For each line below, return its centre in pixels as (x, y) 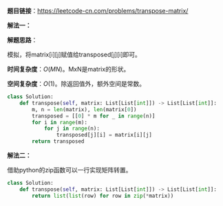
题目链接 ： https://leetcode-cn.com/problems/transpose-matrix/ (98, 11)
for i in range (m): (60, 122)
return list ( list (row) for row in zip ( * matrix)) (103, 196)
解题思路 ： (22, 40)
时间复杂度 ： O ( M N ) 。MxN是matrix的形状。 (68, 69)
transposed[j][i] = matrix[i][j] (104, 135)
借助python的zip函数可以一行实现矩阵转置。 (70, 170)
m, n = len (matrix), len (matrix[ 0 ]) (84, 109)
